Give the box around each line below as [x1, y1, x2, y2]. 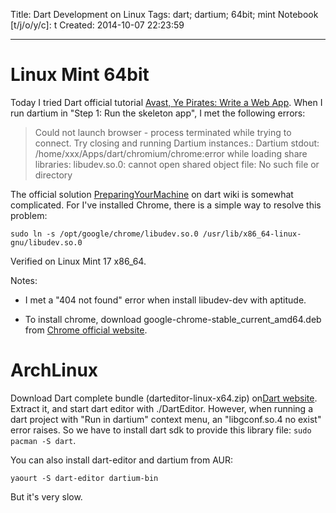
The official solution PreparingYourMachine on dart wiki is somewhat [10, 188, 294, 200]
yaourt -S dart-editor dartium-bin [10, 473, 159, 483]
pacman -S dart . [10, 434, 77, 446]
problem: [10, 209, 48, 221]
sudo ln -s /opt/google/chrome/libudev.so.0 [10, 229, 199, 239]
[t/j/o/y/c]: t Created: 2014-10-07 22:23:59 [10, 19, 185, 31]
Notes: [10, 274, 38, 286]
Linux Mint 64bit [10, 64, 150, 86]
